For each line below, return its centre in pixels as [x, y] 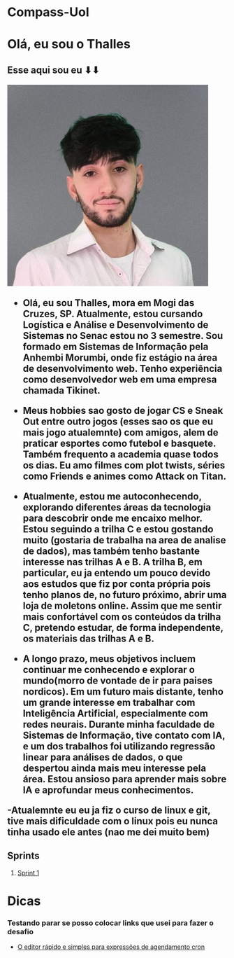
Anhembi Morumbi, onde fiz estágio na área [120, 357]
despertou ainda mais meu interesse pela [115, 768]
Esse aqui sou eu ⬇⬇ [53, 70]
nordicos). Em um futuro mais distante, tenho [123, 692]
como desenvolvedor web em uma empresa [120, 379]
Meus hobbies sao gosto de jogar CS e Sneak [123, 410]
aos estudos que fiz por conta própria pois [117, 584]
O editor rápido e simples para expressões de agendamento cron [111, 947]
